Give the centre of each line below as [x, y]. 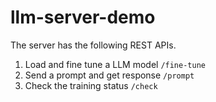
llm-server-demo [83, 17]
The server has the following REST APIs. [93, 45]
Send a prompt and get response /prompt [109, 75]
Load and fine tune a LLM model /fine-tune [115, 64]
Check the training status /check [91, 85]
